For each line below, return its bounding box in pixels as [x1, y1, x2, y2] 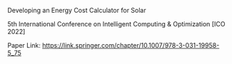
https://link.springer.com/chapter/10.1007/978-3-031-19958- [41, 41, 220, 49]
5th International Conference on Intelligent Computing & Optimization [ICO [7, 20, 226, 28]
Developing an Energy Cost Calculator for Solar [7, 6, 146, 14]
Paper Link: [7, 41, 41, 49]
